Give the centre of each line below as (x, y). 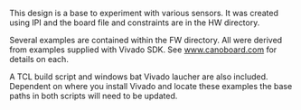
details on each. (39, 59)
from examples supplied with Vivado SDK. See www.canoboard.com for (143, 50)
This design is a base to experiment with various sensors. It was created (144, 13)
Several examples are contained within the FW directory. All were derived (146, 40)
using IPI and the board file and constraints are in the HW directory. (135, 23)
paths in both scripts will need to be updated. (94, 96)
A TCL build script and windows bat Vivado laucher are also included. (139, 77)
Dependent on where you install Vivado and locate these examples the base (151, 86)
